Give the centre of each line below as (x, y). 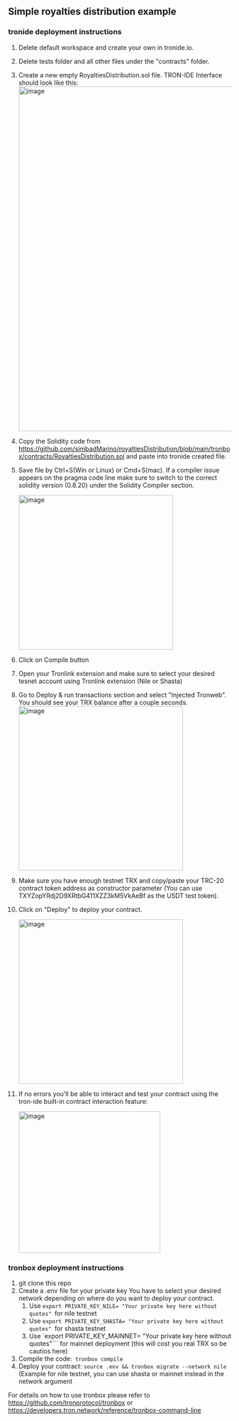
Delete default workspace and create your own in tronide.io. (106, 47)
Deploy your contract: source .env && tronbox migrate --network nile (122, 1366)
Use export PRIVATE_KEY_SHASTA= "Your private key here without (126, 1321)
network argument (45, 1381)
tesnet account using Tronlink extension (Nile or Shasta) (100, 681)
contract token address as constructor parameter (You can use (110, 888)
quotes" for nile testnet (63, 1313)
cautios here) (48, 1351)
